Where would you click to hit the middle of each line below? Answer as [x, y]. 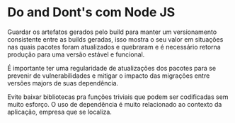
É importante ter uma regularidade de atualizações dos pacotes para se [112, 68]
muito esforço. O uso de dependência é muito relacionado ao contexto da [115, 104]
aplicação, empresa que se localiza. [59, 112]
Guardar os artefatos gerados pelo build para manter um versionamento [112, 32]
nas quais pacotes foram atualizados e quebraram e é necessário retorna [114, 47]
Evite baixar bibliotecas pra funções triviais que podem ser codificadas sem [118, 97]
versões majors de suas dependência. [63, 83]
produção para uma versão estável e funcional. [76, 54]
